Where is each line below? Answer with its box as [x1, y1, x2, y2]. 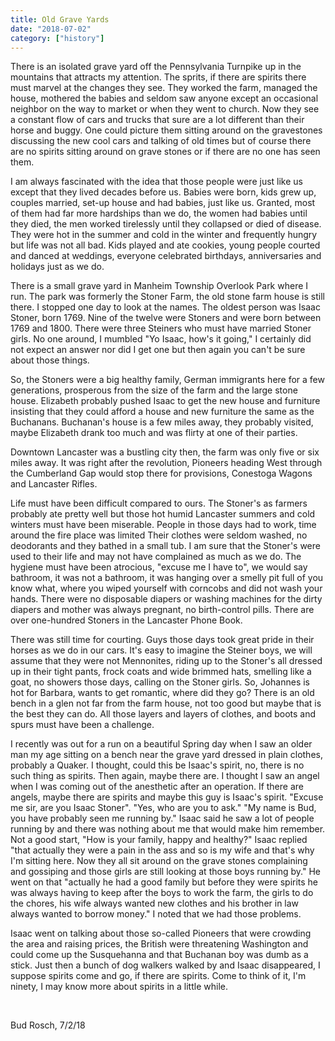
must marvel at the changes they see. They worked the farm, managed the [10, 82, 318, 94]
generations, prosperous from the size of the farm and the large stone [10, 384, 298, 396]
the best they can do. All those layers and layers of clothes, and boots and [10, 708, 317, 720]
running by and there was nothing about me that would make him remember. [10, 823, 326, 835]
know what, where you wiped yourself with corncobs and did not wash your [10, 582, 323, 595]
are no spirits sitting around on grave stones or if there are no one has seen [10, 146, 321, 158]
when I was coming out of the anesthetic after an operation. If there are [10, 781, 304, 793]
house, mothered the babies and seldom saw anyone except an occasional [10, 92, 319, 105]
